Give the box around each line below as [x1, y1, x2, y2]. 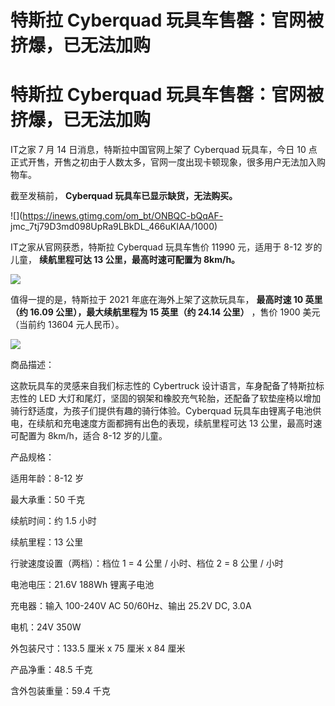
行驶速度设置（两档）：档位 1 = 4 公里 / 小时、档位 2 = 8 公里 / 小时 [10, 557, 284, 570]
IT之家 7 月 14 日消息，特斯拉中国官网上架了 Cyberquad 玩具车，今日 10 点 [10, 144, 318, 156]
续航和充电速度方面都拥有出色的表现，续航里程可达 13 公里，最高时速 [36, 417, 323, 430]
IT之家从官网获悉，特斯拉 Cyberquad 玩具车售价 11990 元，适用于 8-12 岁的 [10, 241, 323, 253]
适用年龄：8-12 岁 [10, 472, 85, 485]
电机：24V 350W [10, 621, 82, 633]
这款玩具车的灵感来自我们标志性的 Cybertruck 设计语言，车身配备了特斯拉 [10, 380, 317, 392]
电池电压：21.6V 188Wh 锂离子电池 [10, 579, 155, 591]
